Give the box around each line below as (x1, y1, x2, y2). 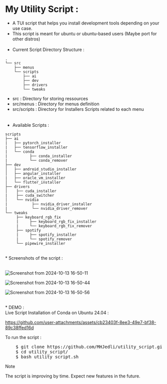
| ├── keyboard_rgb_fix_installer (16, 219, 97, 224)
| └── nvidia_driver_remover (5, 206, 88, 211)
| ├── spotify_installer (16, 232, 77, 237)
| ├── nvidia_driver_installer (5, 201, 92, 207)
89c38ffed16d (5, 325, 34, 331)
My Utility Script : (5, 3, 79, 15)
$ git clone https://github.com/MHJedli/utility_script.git (15, 344, 166, 350)
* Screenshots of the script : (5, 255, 63, 261)
